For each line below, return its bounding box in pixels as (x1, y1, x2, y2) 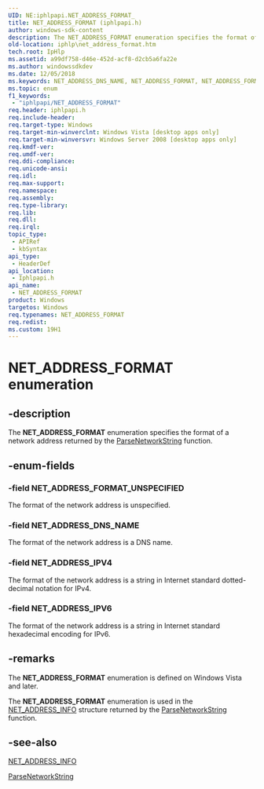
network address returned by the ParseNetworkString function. (8, 437, 213, 446)
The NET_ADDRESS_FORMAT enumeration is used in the (8, 696, 193, 706)
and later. (8, 681, 38, 691)
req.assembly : (8, 194, 55, 202)
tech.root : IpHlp (8, 48, 65, 56)
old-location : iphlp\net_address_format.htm (8, 41, 156, 49)
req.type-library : (8, 201, 68, 209)
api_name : (8, 282, 41, 290)
